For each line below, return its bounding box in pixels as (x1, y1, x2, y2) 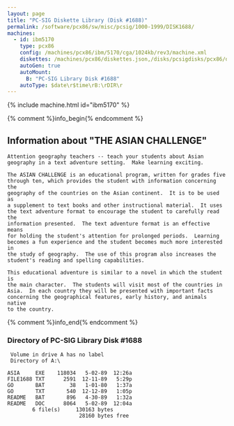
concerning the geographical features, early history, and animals (7, 294, 208, 301)
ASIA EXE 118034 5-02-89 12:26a (7, 369, 132, 377)
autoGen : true (19, 62, 61, 69)
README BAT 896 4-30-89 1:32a (7, 394, 132, 402)
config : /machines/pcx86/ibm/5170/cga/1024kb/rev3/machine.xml (19, 50, 208, 57)
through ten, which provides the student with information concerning (7, 177, 217, 185)
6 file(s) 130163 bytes (32, 406, 114, 413)
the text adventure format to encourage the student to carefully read (7, 208, 219, 215)
